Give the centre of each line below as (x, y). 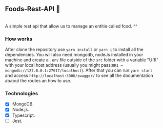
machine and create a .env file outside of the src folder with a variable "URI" (82, 60)
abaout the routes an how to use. (38, 81)
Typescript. (23, 115)
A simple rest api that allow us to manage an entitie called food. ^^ (71, 26)
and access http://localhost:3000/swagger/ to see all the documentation (79, 76)
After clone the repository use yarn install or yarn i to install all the (74, 50)
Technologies (21, 94)
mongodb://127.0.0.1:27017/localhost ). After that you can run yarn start (79, 70)
